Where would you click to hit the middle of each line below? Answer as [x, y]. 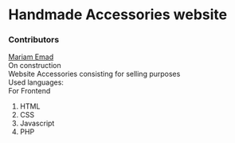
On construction [35, 66]
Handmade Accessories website [118, 15]
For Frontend [29, 91]
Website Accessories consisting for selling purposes [94, 74]
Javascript [37, 123]
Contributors [34, 40]
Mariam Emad [31, 57]
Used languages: [36, 82]
